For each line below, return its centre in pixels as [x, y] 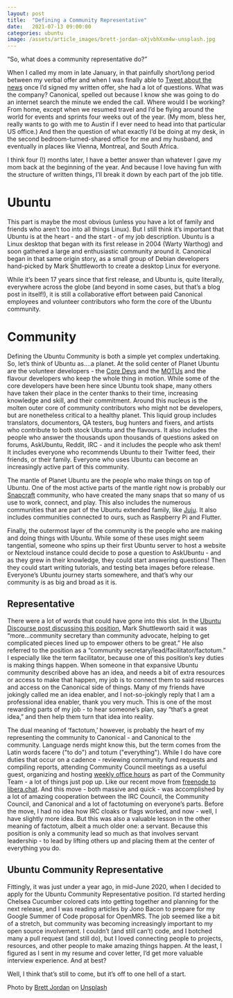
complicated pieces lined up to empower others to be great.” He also [105, 643]
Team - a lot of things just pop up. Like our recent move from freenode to [112, 781]
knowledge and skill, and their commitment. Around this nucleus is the [107, 400]
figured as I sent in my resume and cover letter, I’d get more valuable [105, 953]
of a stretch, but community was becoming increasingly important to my [110, 923]
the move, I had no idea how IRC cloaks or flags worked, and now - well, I [112, 811]
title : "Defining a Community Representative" [77, 20]
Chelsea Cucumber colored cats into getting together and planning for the [113, 901]
